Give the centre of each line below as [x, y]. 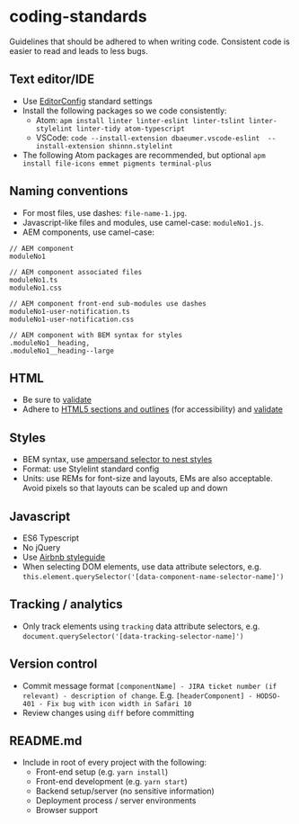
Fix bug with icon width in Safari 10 [119, 703]
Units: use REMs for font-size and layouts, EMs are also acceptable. [148, 479]
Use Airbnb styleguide [64, 557]
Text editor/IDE [52, 80]
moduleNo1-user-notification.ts [70, 311]
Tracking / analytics [66, 605]
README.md [46, 741]
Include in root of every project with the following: [114, 763]
